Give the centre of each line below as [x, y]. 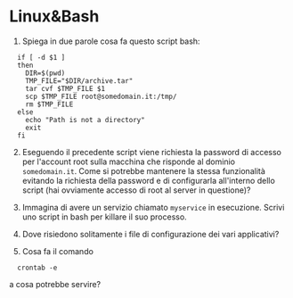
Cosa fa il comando [57, 251]
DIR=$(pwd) [45, 73]
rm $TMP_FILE [49, 104]
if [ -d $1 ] [41, 57]
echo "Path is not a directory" [85, 120]
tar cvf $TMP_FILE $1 [65, 88]
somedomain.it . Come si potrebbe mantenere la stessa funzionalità [143, 170]
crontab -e [37, 268]
